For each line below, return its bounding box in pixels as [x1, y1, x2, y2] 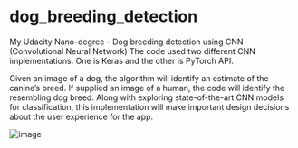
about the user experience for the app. [9, 111, 154, 122]
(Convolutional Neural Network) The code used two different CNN [9, 45, 256, 56]
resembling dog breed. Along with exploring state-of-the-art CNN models [9, 92, 284, 103]
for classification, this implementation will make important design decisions [9, 101, 290, 112]
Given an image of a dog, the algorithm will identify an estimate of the [9, 72, 269, 83]
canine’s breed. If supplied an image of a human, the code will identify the [9, 82, 285, 93]
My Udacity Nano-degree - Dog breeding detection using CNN [9, 36, 244, 47]
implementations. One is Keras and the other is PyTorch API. [9, 55, 234, 66]
